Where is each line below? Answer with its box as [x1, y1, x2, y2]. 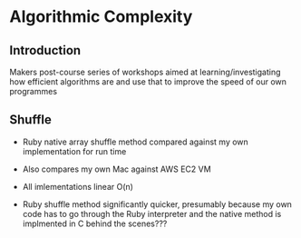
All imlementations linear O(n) [22, 181, 134, 192]
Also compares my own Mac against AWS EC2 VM [22, 164, 211, 174]
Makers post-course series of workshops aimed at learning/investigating [9, 66, 281, 77]
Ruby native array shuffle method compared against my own [22, 136, 249, 147]
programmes [9, 86, 57, 96]
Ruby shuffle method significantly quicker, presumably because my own [22, 198, 293, 210]
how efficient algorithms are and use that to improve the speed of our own [9, 76, 287, 87]
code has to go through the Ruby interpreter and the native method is [22, 208, 282, 219]
